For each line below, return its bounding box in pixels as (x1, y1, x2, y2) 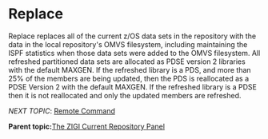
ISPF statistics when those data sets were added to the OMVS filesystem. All (8, 48, 261, 58)
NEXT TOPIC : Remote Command (8, 105, 116, 116)
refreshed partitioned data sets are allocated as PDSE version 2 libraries (8, 57, 246, 66)
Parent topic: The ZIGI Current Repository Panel (8, 121, 166, 131)
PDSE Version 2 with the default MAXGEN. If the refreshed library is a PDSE (8, 81, 258, 92)
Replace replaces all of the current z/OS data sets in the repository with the (8, 31, 257, 41)
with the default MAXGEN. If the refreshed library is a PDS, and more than (8, 65, 251, 74)
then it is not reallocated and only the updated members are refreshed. (8, 90, 242, 100)
